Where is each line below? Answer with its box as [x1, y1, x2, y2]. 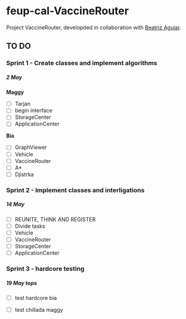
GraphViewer [14, 144, 48, 151]
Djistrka [14, 171, 34, 178]
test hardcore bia [14, 294, 57, 301]
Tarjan [14, 100, 31, 108]
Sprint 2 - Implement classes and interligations [6, 186, 145, 194]
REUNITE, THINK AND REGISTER [14, 215, 96, 223]
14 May [6, 201, 25, 208]
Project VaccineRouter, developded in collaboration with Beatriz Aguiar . [6, 24, 181, 31]
